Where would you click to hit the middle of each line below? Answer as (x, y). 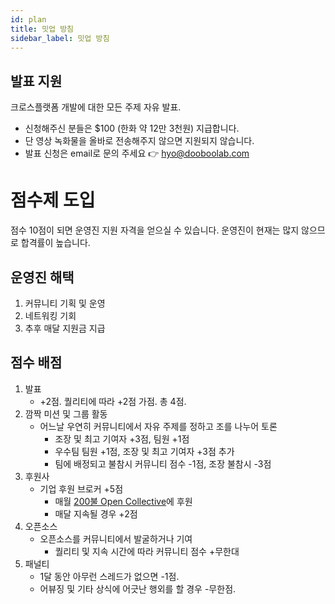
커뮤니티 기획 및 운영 (65, 303)
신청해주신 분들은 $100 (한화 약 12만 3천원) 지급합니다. (132, 128)
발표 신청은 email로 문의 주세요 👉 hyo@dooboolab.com (137, 153)
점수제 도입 (53, 200)
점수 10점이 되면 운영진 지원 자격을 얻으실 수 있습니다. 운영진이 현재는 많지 (155, 230)
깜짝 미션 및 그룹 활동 (66, 413)
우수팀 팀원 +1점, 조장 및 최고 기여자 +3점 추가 (144, 451)
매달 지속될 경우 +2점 (96, 513)
